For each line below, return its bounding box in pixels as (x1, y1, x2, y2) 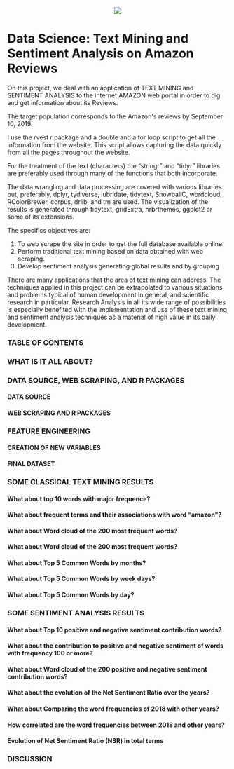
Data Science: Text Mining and (7, 31, 189, 47)
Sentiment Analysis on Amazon (7, 46, 194, 62)
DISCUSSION (7, 754, 53, 764)
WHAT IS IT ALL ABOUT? (7, 356, 93, 366)
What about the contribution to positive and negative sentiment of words (7, 641, 224, 650)
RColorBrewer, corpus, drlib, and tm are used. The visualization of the (7, 197, 209, 206)
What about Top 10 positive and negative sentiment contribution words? (7, 625, 222, 634)
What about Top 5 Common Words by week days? (7, 575, 156, 583)
